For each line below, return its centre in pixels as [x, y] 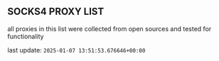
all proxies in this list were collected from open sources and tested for [109, 28]
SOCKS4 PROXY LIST [56, 12]
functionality [26, 36]
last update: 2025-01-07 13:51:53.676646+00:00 [76, 50]
